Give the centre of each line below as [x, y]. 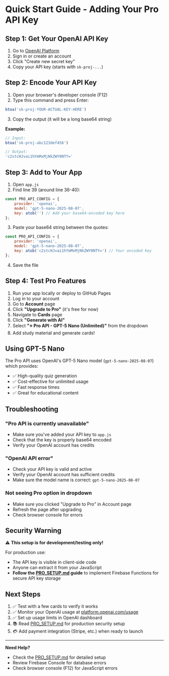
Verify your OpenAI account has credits [53, 445]
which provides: [22, 366]
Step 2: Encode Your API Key [51, 82]
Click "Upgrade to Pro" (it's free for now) [55, 309]
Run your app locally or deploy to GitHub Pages [62, 293]
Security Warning [33, 531]
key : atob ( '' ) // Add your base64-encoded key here [69, 213]
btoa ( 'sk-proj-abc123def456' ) [37, 143]
